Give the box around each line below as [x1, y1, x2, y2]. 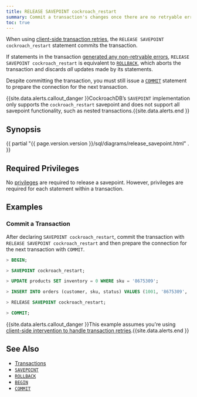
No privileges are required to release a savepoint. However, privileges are [6, 179, 184, 186]
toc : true [6, 19, 30, 25]
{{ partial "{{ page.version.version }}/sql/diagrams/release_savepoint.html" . [6, 140, 189, 147]
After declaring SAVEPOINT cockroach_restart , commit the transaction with [6, 233, 185, 240]
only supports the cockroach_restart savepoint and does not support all [6, 101, 180, 108]
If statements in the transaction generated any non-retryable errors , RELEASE [6, 54, 189, 61]
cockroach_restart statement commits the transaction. [6, 42, 138, 49]
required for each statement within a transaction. [6, 185, 124, 192]
